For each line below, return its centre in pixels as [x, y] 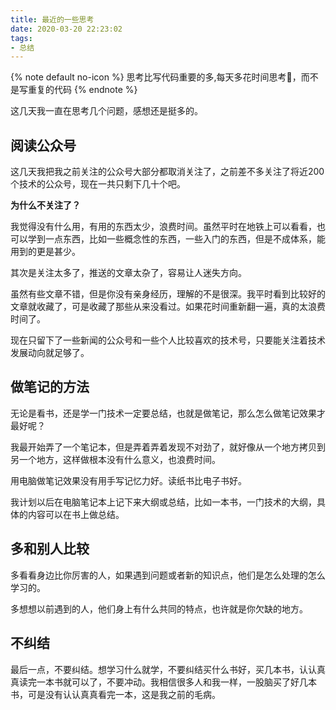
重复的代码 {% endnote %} [82, 90]
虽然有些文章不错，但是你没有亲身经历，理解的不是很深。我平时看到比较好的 [168, 294]
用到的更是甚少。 [45, 252]
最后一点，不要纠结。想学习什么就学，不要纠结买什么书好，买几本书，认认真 [168, 669]
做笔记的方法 [50, 387]
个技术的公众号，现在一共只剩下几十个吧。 [98, 184]
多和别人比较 [50, 549]
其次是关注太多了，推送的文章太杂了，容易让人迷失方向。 [128, 273]
